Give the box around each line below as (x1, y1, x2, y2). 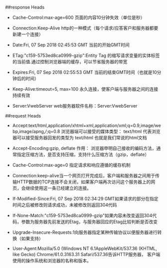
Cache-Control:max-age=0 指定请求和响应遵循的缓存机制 (12, 162, 131, 168)
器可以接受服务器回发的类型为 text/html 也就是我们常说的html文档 (12, 134, 147, 140)
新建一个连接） (12, 31, 43, 37)
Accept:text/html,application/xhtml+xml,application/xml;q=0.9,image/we (12, 123, 161, 129)
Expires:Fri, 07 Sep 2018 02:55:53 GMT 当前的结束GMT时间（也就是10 (12, 69, 157, 75)
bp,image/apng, (12, 129, 45, 134)
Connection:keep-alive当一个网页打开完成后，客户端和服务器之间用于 (12, 173, 156, 178)
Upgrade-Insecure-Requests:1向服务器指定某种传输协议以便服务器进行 (12, 229, 158, 235)
